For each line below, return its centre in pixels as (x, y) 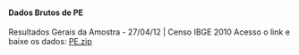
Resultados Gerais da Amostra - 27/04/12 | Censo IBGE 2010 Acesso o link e (149, 32)
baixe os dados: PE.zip (50, 42)
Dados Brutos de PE (46, 12)
